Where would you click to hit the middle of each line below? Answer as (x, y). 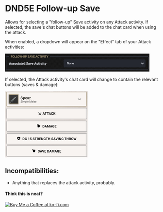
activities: (15, 47)
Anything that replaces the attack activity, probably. (64, 182)
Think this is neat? (24, 194)
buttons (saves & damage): (32, 84)
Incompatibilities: (32, 171)
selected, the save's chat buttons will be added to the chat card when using (81, 27)
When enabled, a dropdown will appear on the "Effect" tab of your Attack (78, 41)
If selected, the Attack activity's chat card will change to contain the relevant (81, 79)
